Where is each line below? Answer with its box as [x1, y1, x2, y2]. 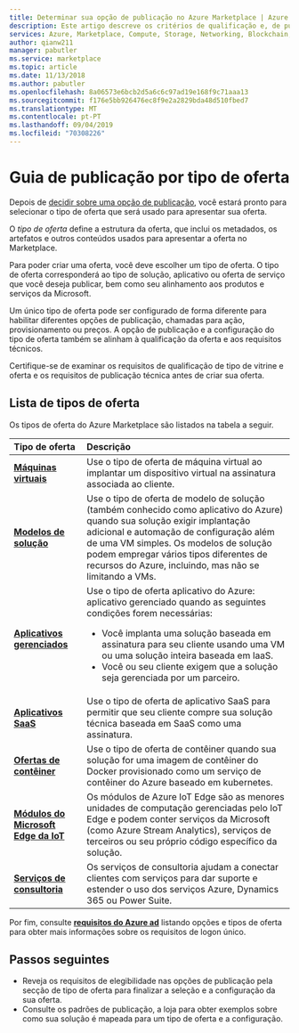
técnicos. [9, 343, 44, 354]
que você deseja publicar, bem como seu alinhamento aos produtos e [9, 278, 265, 289]
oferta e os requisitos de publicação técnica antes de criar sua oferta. [9, 370, 265, 380]
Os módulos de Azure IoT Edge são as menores [86, 790, 285, 802]
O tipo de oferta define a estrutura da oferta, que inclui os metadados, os [9, 224, 278, 234]
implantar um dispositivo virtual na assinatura [86, 467, 276, 479]
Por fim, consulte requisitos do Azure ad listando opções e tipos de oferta [9, 916, 283, 927]
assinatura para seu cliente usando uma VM [101, 638, 285, 650]
